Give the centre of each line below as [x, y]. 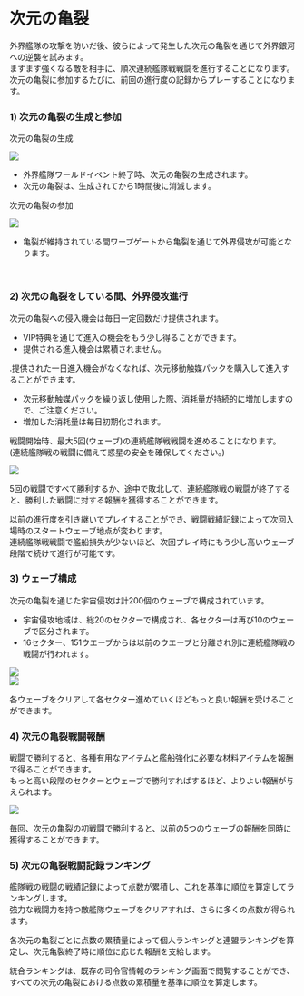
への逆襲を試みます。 [49, 56]
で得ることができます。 [53, 770]
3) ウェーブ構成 [43, 579]
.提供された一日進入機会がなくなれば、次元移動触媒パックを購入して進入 [146, 368]
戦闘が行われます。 [58, 653]
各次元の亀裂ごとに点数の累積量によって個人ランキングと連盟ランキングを [148, 941]
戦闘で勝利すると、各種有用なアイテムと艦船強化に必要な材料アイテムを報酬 [152, 758]
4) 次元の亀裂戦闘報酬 [58, 736]
